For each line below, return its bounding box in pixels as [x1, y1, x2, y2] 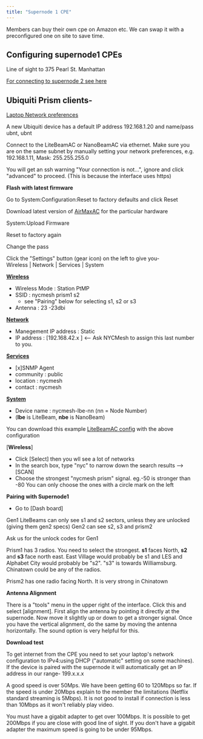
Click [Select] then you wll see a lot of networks [15, 455, 135, 462]
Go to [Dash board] [15, 505, 64, 512]
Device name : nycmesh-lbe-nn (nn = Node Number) [15, 407, 147, 414]
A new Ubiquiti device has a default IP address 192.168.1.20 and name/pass [6, 123, 194, 131]
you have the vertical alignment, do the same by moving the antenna [6, 620, 178, 628]
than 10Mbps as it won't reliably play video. [6, 701, 114, 709]
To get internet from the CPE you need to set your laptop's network [6, 651, 174, 658]
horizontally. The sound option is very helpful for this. [6, 627, 140, 634]
